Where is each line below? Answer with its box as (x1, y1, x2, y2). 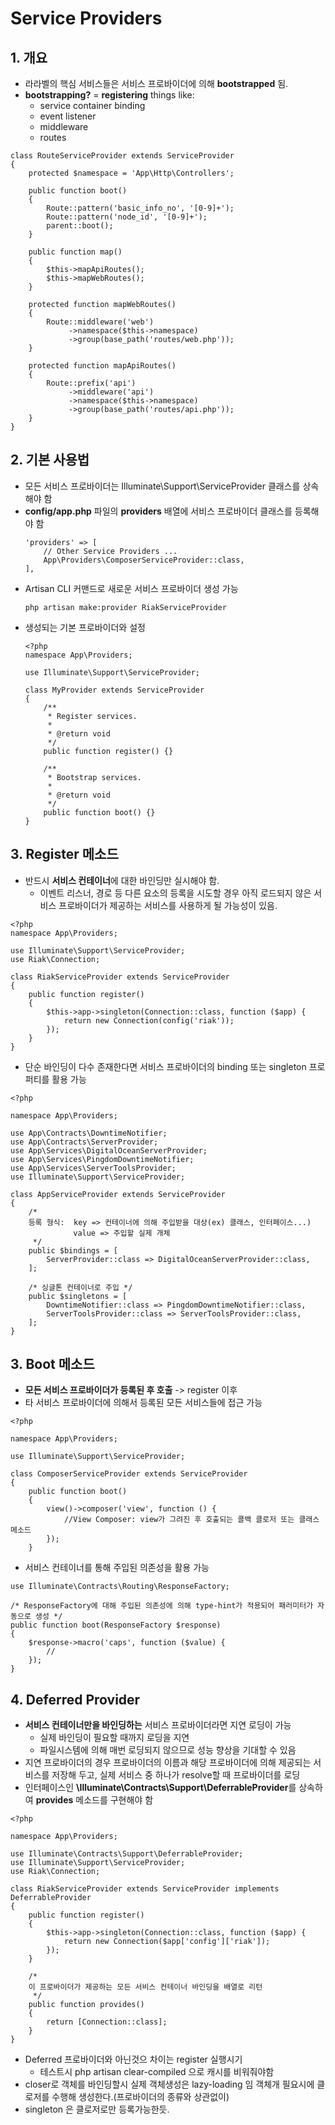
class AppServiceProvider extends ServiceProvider (10, 1189, 226, 1199)
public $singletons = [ (28, 1291, 128, 1301)
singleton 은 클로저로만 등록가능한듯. (24, 2103, 170, 2116)
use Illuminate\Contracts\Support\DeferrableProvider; (10, 1849, 244, 1859)
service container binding (39, 100, 146, 111)
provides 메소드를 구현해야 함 (35, 1794, 154, 1806)
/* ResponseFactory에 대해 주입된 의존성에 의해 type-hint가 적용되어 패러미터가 (10, 1601, 314, 1611)
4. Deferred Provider (10, 1691, 141, 1708)
